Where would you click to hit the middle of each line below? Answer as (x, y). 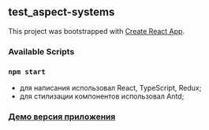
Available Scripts (41, 51)
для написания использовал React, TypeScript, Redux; (110, 88)
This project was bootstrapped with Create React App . (97, 31)
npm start (27, 72)
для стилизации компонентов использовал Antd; (102, 96)
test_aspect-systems (62, 12)
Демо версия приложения (62, 117)
